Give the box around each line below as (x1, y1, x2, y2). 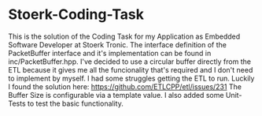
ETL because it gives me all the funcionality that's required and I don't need (8, 65, 253, 74)
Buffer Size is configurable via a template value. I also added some (8, 90, 224, 99)
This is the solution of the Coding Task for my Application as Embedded (8, 32, 241, 41)
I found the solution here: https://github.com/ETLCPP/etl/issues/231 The (8, 81, 242, 92)
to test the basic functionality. (27, 99, 124, 108)
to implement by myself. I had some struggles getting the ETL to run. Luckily (8, 73, 255, 83)
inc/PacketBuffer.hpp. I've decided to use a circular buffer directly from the (8, 57, 252, 66)
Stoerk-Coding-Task (8, 6, 144, 24)
